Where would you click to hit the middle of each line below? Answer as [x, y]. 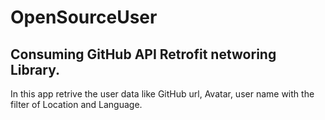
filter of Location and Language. [76, 104]
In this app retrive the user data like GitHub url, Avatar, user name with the [162, 94]
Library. [35, 69]
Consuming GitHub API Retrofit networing [143, 54]
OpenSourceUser [84, 17]
